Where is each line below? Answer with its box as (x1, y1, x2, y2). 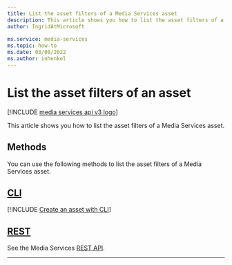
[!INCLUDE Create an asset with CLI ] (7, 205, 112, 214)
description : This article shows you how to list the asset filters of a (7, 17, 224, 24)
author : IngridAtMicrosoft (7, 23, 85, 30)
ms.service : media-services (7, 36, 88, 43)
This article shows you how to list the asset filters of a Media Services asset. (7, 121, 225, 129)
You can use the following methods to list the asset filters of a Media (7, 160, 202, 168)
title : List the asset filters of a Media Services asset (7, 10, 177, 17)
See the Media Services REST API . (7, 244, 105, 253)
